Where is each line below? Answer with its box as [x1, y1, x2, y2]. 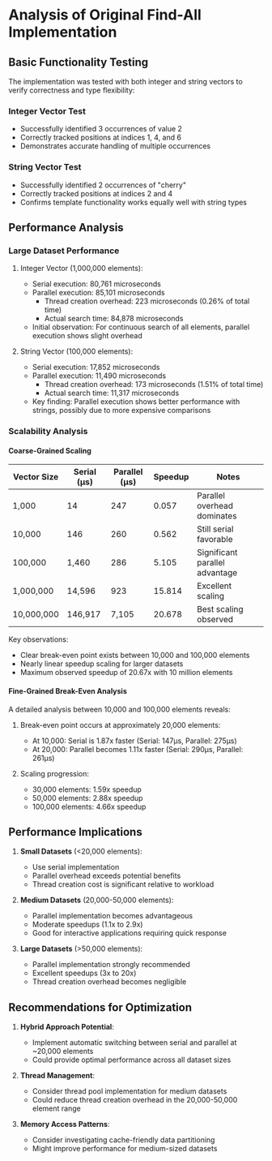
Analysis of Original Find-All [8, 6, 202, 24]
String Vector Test [8, 161, 82, 173]
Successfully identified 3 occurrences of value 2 [19, 124, 182, 134]
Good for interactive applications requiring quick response [32, 928, 227, 938]
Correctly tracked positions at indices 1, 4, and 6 [19, 132, 182, 143]
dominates [197, 510, 237, 522]
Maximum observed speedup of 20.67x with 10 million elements [19, 668, 233, 677]
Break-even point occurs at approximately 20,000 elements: [19, 720, 221, 729]
